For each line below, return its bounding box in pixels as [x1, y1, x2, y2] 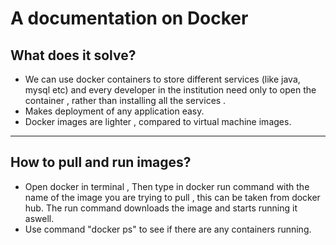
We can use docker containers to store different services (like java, [24, 73, 301, 85]
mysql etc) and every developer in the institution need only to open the [24, 84, 317, 96]
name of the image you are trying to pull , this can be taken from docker [24, 191, 321, 203]
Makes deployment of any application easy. [24, 105, 205, 117]
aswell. [24, 212, 55, 224]
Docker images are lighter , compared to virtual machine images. [24, 116, 292, 127]
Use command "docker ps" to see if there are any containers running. [24, 223, 312, 235]
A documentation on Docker [10, 7, 249, 30]
